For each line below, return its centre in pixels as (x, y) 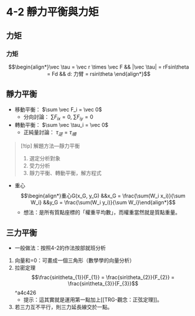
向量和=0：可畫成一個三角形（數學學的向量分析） (75, 260)
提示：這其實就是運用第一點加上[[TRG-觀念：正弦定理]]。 (93, 300)
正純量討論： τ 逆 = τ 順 (50, 133)
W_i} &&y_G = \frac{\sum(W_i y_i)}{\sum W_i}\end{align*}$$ (103, 203)
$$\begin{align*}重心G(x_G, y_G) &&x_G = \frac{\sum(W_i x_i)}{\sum (103, 196)
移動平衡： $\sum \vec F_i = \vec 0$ (58, 109)
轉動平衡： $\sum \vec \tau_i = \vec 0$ (61, 125)
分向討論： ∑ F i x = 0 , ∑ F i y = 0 (58, 117)
